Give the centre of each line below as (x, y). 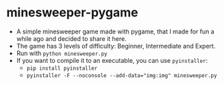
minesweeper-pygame (72, 13)
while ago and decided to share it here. (72, 38)
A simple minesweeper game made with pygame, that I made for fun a (115, 31)
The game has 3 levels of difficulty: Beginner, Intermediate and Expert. (116, 46)
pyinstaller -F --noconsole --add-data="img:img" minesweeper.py (122, 75)
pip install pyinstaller (62, 68)
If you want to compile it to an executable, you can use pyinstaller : (112, 60)
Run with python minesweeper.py (62, 53)
